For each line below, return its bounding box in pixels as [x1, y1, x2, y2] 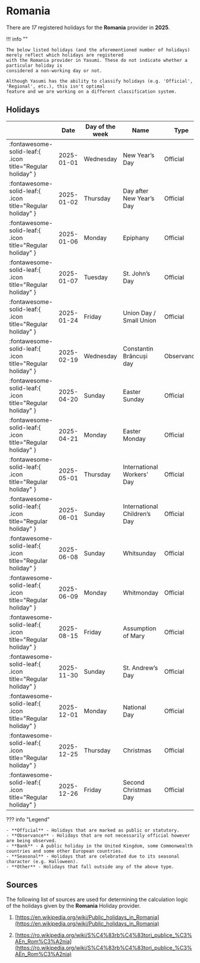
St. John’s [123, 269, 151, 277]
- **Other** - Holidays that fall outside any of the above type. [6, 864, 174, 870]
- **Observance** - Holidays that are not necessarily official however [6, 832, 190, 839]
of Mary [123, 631, 145, 640]
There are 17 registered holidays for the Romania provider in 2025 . [6, 24, 170, 31]
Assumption [123, 624, 157, 632]
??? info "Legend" [6, 815, 50, 823]
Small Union [123, 316, 157, 324]
